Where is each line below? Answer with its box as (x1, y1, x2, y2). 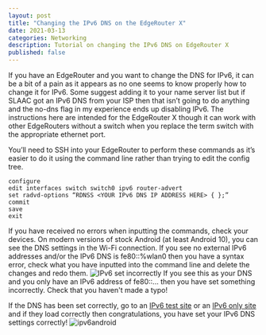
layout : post (8, 11, 52, 20)
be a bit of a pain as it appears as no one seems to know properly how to (8, 79, 247, 88)
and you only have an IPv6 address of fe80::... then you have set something (8, 277, 256, 286)
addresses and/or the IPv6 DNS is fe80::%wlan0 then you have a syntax (8, 251, 245, 261)
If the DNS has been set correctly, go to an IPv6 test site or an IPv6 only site (8, 301, 256, 310)
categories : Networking (8, 33, 87, 42)
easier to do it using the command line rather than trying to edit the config (8, 154, 250, 163)
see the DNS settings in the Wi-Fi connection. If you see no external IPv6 (8, 243, 247, 252)
